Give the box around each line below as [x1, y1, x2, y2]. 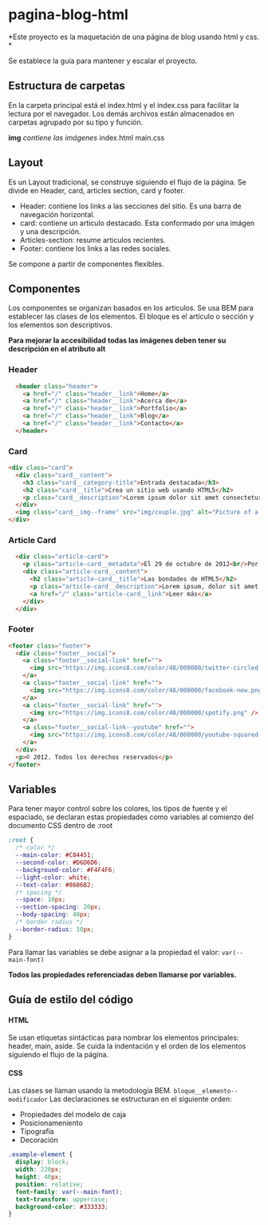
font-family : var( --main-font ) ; [15, 1187, 124, 1195]
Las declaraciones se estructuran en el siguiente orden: [49, 1094, 233, 1104]
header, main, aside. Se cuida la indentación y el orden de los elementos [8, 1041, 246, 1051]
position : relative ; [15, 1180, 84, 1188]
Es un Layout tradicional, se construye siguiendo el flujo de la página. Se [8, 177, 246, 187]
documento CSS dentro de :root [8, 821, 113, 831]
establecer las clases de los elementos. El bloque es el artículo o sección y [8, 311, 254, 321]
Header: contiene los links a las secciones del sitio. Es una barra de [19, 201, 242, 211]
